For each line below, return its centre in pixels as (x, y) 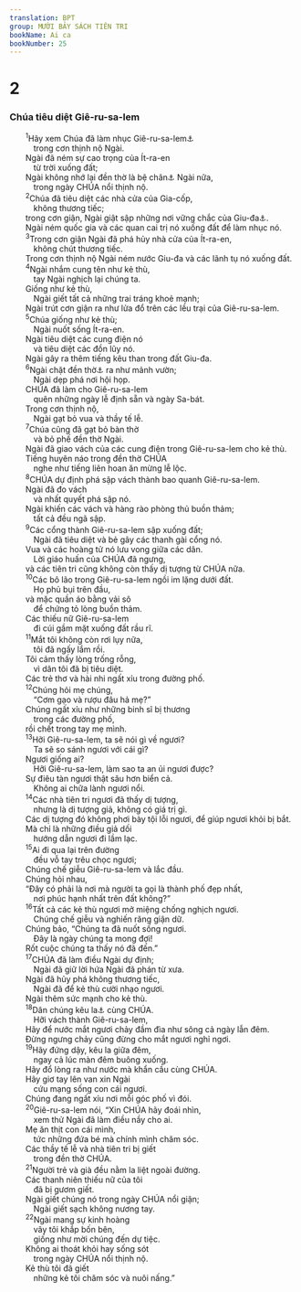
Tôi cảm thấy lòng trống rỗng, (81, 658)
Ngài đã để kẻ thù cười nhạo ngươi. (99, 988)
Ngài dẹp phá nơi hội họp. (82, 379)
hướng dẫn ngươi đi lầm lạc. (86, 838)
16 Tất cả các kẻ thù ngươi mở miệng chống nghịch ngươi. (132, 909)
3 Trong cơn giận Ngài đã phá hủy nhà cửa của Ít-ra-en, (129, 238)
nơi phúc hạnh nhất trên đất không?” (102, 898)
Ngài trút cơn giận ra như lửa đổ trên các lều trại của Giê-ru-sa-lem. (153, 308)
